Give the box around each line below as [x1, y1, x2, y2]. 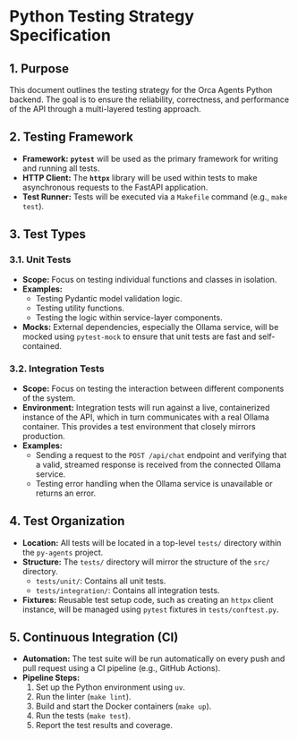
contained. [21, 340, 63, 351]
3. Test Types [9, 226, 87, 242]
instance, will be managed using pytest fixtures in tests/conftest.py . [21, 604, 279, 615]
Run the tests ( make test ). [35, 710, 132, 721]
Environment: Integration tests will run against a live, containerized [21, 402, 270, 412]
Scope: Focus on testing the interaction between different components [21, 383, 285, 394]
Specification [9, 25, 112, 46]
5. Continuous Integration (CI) [9, 630, 179, 645]
